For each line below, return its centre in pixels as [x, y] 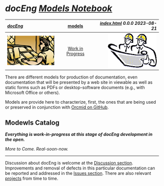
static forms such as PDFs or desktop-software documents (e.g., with [75, 88]
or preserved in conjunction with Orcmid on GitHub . [57, 107]
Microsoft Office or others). [32, 93]
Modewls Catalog [32, 122]
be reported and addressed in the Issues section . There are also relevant [78, 173]
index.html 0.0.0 [117, 23]
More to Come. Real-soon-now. [37, 149]
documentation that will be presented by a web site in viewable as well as [79, 82]
